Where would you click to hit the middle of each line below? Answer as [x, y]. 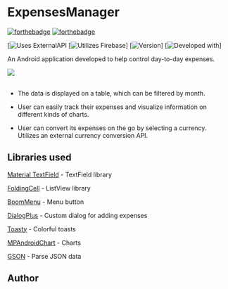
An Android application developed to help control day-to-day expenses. [111, 59]
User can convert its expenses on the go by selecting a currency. [112, 128]
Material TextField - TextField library [60, 174]
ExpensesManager [63, 12]
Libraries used [39, 158]
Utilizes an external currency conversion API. [83, 135]
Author [23, 278]
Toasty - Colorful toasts [42, 229]
